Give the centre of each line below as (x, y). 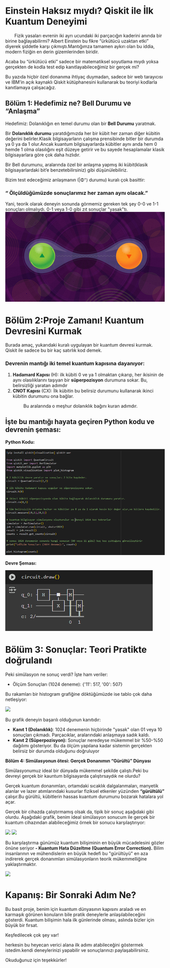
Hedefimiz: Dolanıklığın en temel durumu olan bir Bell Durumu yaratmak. (81, 123)
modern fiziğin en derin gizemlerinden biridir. (52, 52)
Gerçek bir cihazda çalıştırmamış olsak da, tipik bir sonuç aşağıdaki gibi (80, 812)
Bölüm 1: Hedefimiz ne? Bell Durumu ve (68, 103)
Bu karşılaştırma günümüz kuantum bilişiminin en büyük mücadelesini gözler (85, 843)
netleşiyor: (16, 699)
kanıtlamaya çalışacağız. (31, 87)
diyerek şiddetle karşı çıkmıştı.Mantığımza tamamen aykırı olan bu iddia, (80, 46)
